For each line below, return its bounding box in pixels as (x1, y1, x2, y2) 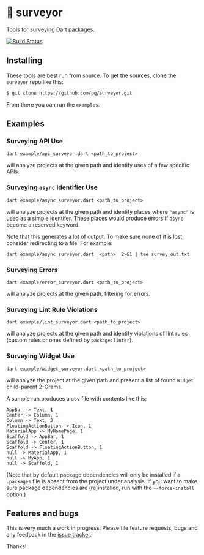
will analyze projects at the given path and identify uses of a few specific (6, 162, 190, 169)
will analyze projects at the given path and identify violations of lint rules (6, 330, 188, 338)
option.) (6, 490, 26, 498)
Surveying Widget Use (6, 352, 75, 360)
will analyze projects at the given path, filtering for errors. (6, 290, 151, 298)
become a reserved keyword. (6, 221, 81, 228)
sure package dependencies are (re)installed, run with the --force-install (6, 484, 195, 491)
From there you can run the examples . (6, 100, 100, 108)
